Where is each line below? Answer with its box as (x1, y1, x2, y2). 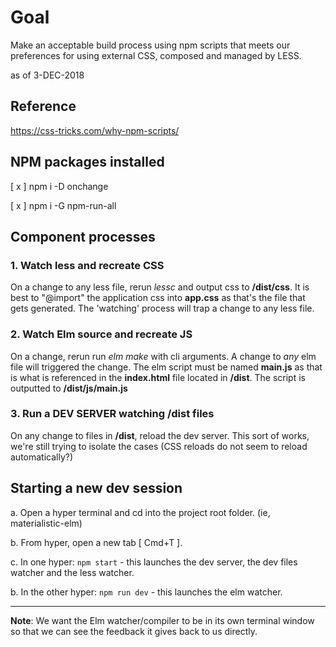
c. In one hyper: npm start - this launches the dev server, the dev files (10, 556, 298, 568)
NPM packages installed (10, 154, 165, 171)
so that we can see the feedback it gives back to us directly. (10, 625, 258, 637)
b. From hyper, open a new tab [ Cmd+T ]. (10, 536, 183, 548)
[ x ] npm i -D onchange (10, 180, 109, 192)
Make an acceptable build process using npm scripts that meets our (10, 39, 291, 51)
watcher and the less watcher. (10, 566, 135, 578)
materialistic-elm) (10, 517, 83, 529)
